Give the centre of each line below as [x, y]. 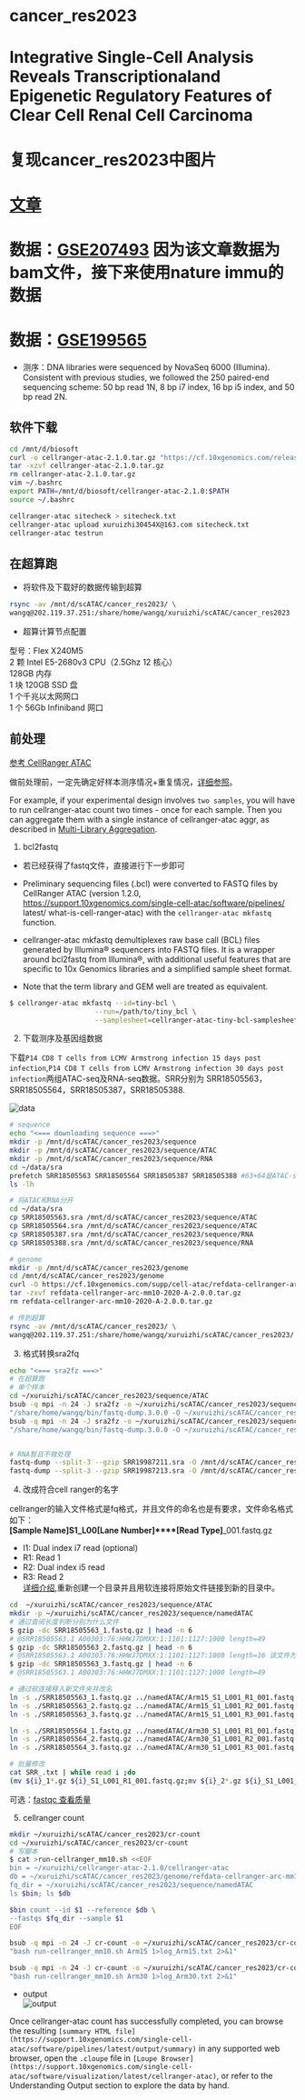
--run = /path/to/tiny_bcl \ [146, 1011]
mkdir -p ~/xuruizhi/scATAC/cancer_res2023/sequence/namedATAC [132, 1614]
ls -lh [22, 1184]
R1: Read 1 [41, 1558]
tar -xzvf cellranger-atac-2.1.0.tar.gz [87, 466]
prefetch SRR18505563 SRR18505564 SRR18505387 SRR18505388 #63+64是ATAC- [151, 1175]
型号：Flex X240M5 [46, 650]
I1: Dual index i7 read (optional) [80, 1548]
